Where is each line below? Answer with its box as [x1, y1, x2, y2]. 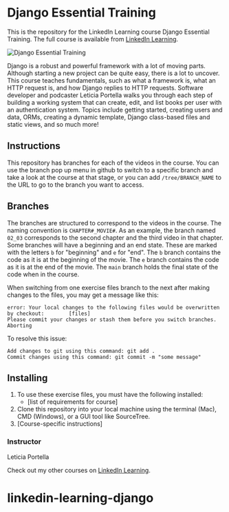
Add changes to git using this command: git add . [7, 347, 155, 354]
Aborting [7, 322, 32, 329]
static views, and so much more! [7, 120, 99, 128]
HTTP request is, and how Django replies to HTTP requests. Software [7, 83, 204, 92]
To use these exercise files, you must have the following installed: [17, 391, 204, 399]
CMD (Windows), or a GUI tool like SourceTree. [17, 412, 151, 421]
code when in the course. [7, 270, 80, 278]
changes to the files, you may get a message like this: [7, 291, 160, 299]
